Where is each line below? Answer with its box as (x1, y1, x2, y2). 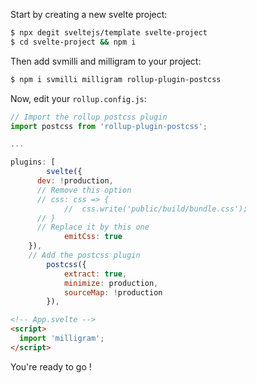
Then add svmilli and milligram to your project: (10, 55, 202, 67)
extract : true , (63, 269, 128, 279)
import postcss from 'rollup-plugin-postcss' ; (10, 121, 208, 131)
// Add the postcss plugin (28, 250, 141, 260)
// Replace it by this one (36, 222, 150, 233)
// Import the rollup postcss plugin (10, 112, 168, 122)
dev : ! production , (36, 176, 114, 186)
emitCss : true (63, 232, 123, 242)
